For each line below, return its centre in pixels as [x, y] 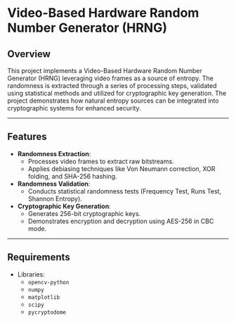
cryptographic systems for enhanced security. [74, 108]
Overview [29, 54]
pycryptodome [47, 312]
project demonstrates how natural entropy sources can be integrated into [113, 101]
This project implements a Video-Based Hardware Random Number [105, 71]
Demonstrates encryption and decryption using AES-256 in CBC [121, 221]
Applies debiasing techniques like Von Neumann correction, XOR [122, 169]
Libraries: [31, 274]
